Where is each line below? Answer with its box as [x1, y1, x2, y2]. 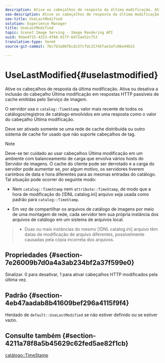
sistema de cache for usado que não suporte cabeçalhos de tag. [5, 131, 136, 137]
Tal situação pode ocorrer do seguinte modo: [5, 176, 97, 182]
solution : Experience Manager [5, 21, 67, 26]
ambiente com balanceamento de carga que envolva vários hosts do [5, 155, 144, 161]
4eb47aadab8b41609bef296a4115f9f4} [5, 299, 129, 307]
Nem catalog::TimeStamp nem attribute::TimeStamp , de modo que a [12, 186, 151, 192]
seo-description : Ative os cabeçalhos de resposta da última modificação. [5, 12, 162, 17]
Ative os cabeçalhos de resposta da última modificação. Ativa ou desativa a [5, 86, 158, 92]
